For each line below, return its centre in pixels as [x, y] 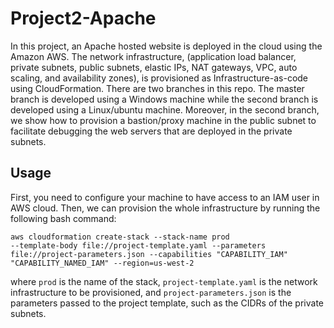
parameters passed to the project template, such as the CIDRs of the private [167, 303]
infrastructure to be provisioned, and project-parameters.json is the [151, 292]
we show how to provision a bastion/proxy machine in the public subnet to [163, 120]
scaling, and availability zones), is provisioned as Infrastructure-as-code [159, 78]
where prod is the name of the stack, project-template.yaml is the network [164, 281]
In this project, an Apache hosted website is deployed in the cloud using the [166, 46]
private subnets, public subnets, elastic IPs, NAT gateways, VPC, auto [154, 67]
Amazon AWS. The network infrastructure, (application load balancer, [153, 56]
